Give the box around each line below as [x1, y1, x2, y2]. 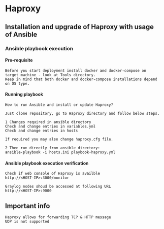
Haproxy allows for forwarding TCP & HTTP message [5, 215, 111, 220]
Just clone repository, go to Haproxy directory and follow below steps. [5, 111, 160, 116]
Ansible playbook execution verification [5, 160, 89, 166]
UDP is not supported [5, 219, 50, 224]
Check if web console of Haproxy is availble [5, 171, 100, 176]
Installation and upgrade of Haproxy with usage [5, 23, 154, 31]
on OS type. [5, 81, 30, 86]
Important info [5, 201, 50, 210]
